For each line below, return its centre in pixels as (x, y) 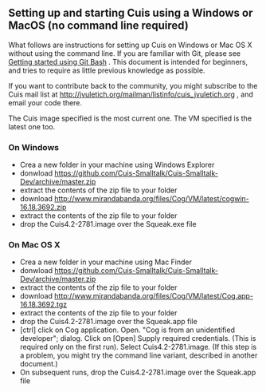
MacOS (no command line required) (98, 26)
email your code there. (45, 102)
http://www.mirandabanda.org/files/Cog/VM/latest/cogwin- (152, 199)
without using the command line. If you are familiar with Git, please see (125, 53)
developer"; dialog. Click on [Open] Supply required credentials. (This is (138, 339)
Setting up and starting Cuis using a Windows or (131, 13)
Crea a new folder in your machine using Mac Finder (106, 262)
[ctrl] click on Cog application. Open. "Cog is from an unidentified (127, 330)
